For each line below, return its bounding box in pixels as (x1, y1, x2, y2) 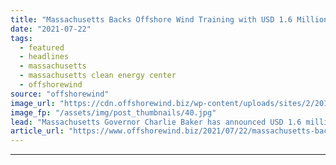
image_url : (10, 98, 56, 108)
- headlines (19, 52, 70, 62)
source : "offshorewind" (10, 89, 110, 99)
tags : (10, 33, 33, 43)
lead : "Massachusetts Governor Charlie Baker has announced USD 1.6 (10, 117, 302, 127)
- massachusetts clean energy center (19, 71, 177, 81)
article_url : (10, 126, 65, 136)
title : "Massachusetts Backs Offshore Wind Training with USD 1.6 (10, 14, 293, 25)
